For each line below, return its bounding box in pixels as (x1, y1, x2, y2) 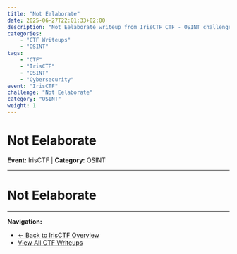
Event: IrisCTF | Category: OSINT (7, 156, 106, 164)
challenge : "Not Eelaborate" (7, 89, 93, 96)
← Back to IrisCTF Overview (17, 231, 100, 239)
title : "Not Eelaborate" (7, 10, 80, 18)
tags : (7, 50, 23, 57)
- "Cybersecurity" (20, 75, 74, 83)
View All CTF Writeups (17, 238, 83, 247)
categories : (7, 30, 42, 37)
